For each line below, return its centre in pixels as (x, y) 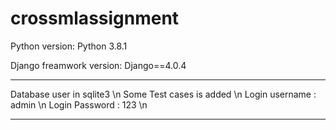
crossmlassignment (95, 18)
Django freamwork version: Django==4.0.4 (98, 65)
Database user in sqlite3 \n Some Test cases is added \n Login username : (163, 94)
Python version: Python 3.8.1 (69, 46)
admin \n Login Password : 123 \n (79, 104)
